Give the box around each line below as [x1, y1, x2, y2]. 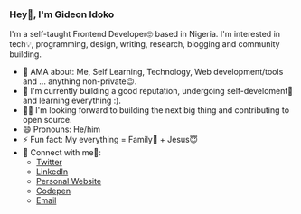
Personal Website [35, 176, 102, 187]
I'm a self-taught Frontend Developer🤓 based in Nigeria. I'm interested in [9, 29, 281, 40]
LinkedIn [35, 166, 69, 177]
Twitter [35, 157, 63, 168]
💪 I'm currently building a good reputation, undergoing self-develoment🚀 [22, 86, 294, 97]
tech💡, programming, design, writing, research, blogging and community [9, 39, 280, 50]
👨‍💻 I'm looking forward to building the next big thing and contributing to [22, 105, 290, 116]
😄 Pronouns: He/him [22, 124, 101, 135]
